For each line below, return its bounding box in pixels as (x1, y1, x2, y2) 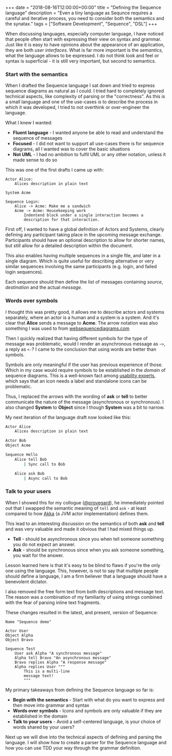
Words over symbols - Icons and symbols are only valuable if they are (12, 707, 162, 713)
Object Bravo (5, 637, 33, 642)
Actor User (5, 628, 29, 633)
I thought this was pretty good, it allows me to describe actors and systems (5, 309, 164, 315)
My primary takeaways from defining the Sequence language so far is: (5, 687, 155, 693)
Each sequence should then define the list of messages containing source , (5, 279, 163, 285)
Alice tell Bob (14, 457, 47, 462)
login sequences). (5, 269, 44, 275)
